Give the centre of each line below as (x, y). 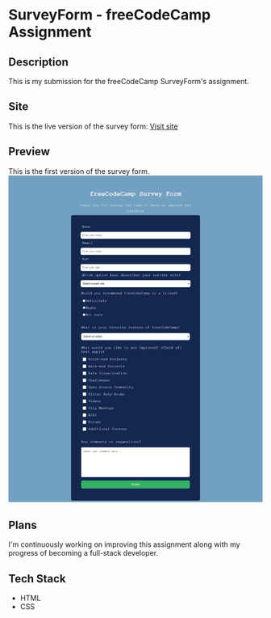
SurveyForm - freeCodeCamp (110, 15)
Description (38, 62)
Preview (29, 152)
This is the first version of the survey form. (79, 171)
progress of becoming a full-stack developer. (83, 553)
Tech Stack (37, 579)
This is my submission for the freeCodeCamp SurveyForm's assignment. (129, 81)
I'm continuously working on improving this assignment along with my (124, 544)
